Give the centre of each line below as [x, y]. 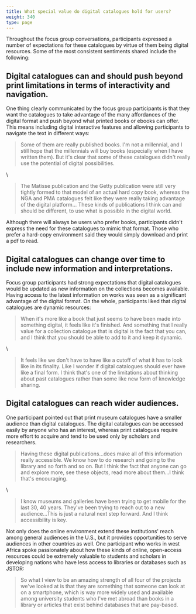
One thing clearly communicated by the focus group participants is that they [98, 108]
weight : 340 [20, 17]
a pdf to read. [23, 241]
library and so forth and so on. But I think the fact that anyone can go [104, 466]
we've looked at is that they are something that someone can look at [103, 586]
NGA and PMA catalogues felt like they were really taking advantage [103, 198]
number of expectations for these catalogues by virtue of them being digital [97, 45]
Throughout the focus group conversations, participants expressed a [89, 39]
